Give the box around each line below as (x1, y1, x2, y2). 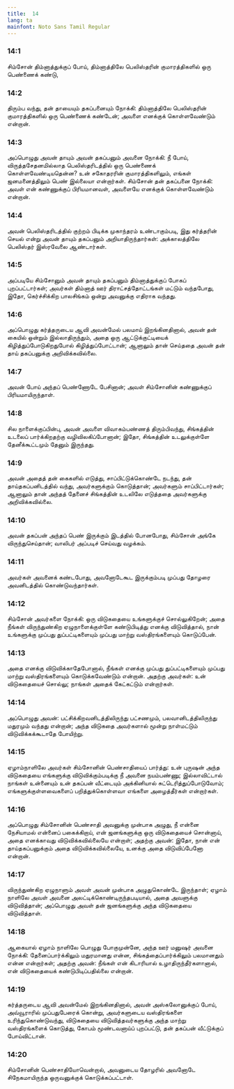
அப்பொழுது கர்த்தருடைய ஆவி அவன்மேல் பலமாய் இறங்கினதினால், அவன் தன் (7, 326, 217, 334)
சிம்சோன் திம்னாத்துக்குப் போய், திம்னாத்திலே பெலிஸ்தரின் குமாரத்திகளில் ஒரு (7, 62, 211, 71)
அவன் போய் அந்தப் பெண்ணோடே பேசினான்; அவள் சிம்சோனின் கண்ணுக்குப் (7, 382, 212, 391)
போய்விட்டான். (7, 1032, 47, 1040)
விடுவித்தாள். (7, 909, 42, 918)
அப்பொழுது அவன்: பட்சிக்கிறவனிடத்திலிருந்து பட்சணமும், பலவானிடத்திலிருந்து (7, 714, 217, 722)
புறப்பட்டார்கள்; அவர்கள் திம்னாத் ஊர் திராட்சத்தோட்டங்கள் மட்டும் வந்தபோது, (7, 284, 214, 292)
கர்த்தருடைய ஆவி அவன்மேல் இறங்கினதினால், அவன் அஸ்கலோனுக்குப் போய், (7, 1000, 217, 1009)
